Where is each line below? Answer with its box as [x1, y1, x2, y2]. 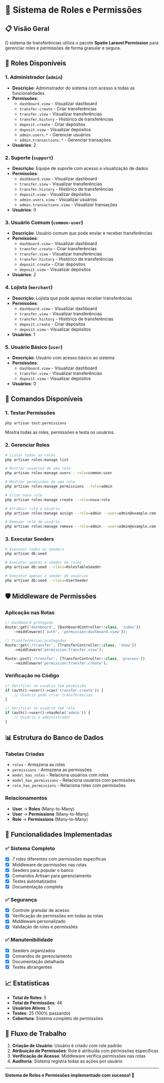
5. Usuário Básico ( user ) [5, 344, 62, 350]
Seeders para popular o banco [12, 867, 74, 873]
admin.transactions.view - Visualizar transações [19, 201, 118, 207]
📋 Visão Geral [5, 24, 50, 33]
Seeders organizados [12, 948, 55, 953]
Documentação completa [12, 884, 63, 889]
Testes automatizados [12, 878, 57, 884]
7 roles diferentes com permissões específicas [12, 856, 106, 862]
